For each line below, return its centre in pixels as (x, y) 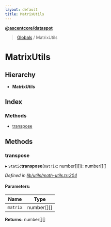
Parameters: (18, 186)
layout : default (21, 9)
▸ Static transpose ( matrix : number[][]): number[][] (56, 166)
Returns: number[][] (25, 220)
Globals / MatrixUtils (37, 37)
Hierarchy (20, 75)
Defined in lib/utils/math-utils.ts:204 (41, 175)
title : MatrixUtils (25, 14)
